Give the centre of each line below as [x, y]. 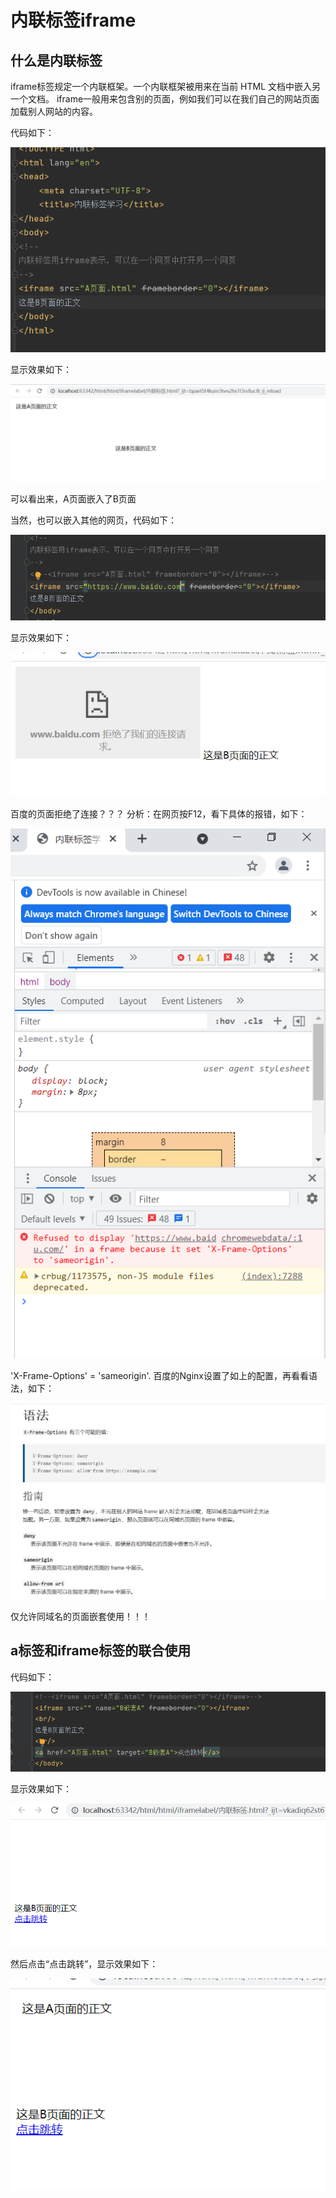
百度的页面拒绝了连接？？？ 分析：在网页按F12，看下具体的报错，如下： [159, 814]
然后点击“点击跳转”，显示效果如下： [84, 1963]
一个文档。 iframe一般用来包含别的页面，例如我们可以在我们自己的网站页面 [165, 99]
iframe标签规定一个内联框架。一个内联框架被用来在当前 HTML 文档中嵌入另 [166, 86]
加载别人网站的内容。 [54, 111]
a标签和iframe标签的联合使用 [101, 1651]
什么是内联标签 [56, 60]
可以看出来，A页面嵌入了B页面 [73, 498]
